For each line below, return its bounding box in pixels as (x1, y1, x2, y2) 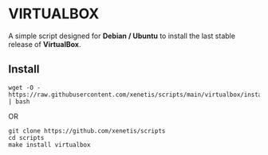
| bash (8, 97, 30, 106)
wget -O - (8, 83, 41, 91)
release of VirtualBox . (8, 39, 81, 48)
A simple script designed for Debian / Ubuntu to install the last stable (8, 31, 235, 41)
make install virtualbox (8, 141, 91, 149)
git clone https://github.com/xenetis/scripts (8, 126, 166, 135)
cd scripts (8, 134, 45, 141)
